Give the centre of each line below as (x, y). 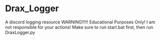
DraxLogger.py (20, 32)
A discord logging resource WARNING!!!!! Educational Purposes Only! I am (80, 22)
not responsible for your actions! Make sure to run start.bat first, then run (79, 27)
